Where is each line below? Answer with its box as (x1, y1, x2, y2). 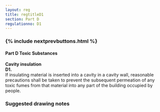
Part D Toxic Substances (5, 50, 58, 56)
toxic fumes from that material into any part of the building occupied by (5, 82, 153, 88)
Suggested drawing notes (5, 100, 70, 107)
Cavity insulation (5, 61, 42, 67)
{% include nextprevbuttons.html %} (5, 38, 98, 45)
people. (5, 88, 21, 94)
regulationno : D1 (5, 21, 42, 26)
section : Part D (5, 16, 39, 21)
